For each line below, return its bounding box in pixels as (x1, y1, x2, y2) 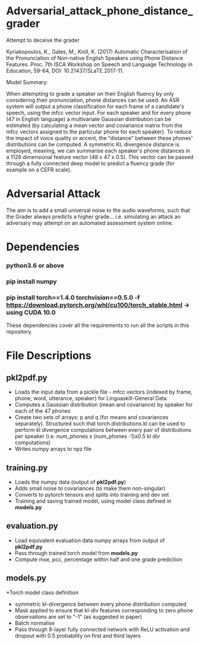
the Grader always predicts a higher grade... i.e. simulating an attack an (6, 213, 181, 220)
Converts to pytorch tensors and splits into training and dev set (14, 491, 169, 498)
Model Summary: (6, 79, 49, 86)
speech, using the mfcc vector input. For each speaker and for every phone (6, 109, 191, 116)
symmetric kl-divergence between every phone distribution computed (14, 600, 187, 607)
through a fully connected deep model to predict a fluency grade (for (6, 160, 175, 167)
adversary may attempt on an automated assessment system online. (6, 219, 173, 226)
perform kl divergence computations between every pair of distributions (14, 426, 192, 434)
